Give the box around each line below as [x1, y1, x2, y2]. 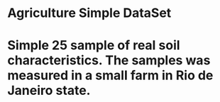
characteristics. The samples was [7, 52, 211, 69]
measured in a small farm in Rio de [7, 67, 214, 84]
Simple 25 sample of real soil [7, 38, 180, 54]
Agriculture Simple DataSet [7, 5, 172, 21]
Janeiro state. [7, 83, 91, 98]
